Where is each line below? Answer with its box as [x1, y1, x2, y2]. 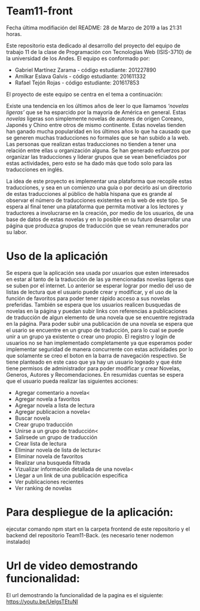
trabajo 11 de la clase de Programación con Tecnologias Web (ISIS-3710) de [6, 48, 192, 55]
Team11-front [6, 4, 73, 18]
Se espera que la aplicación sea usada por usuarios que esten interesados [6, 269, 190, 276]
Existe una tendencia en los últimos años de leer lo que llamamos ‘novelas [6, 102, 189, 109]
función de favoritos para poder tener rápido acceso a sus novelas [6, 295, 170, 302]
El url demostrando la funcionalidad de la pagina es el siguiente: [6, 591, 164, 598]
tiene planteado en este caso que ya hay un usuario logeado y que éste [6, 358, 182, 365]
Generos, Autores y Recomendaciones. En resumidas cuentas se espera [6, 371, 184, 378]
